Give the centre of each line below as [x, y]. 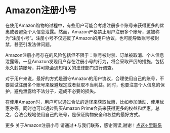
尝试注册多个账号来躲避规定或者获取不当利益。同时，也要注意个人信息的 [85, 84]
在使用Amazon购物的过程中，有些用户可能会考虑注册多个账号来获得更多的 [82, 25]
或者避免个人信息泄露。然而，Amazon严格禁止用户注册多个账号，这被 [82, 31]
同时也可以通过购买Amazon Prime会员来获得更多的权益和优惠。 [89, 108]
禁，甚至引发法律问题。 [30, 44]
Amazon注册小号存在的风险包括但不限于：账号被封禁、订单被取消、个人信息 [85, 55]
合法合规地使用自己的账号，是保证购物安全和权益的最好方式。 [78, 114]
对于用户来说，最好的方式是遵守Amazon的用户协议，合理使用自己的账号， [82, 78]
